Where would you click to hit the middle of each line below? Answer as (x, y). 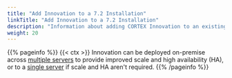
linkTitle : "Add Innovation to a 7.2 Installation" (83, 20)
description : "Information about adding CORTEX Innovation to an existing (117, 26)
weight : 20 (23, 33)
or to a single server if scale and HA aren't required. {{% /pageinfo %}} (108, 67)
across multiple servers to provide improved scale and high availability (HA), (116, 60)
